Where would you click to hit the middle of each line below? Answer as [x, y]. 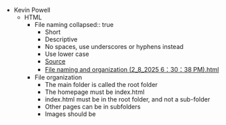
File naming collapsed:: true [74, 25]
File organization [58, 77]
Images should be [70, 114]
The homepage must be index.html [95, 92]
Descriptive [61, 39]
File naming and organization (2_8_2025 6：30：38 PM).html [132, 69]
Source [55, 61]
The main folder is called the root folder [101, 85]
